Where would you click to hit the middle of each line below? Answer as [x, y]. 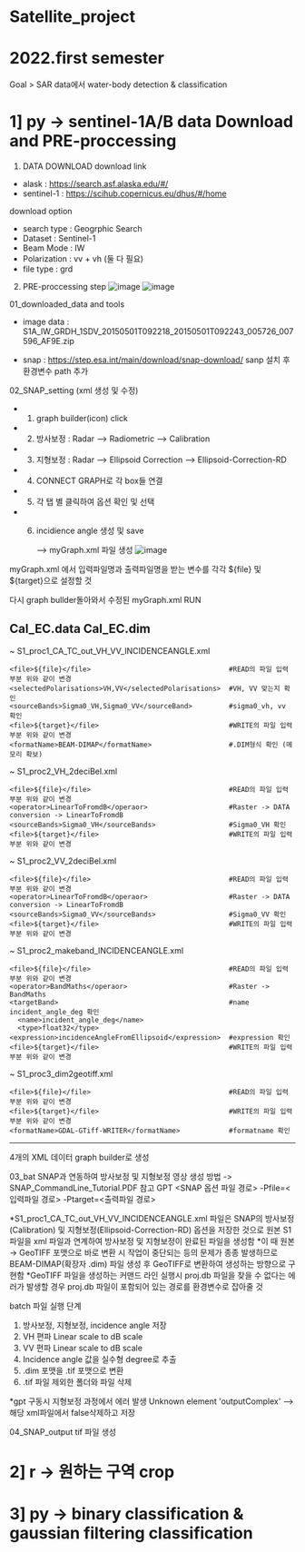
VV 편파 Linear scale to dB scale [83, 1348]
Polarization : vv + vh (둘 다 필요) [83, 259]
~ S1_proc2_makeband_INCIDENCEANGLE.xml [97, 950]
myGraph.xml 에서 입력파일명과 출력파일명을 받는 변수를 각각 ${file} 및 [135, 569]
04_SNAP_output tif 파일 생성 [63, 1431]
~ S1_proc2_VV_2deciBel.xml [63, 861]
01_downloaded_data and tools [67, 304]
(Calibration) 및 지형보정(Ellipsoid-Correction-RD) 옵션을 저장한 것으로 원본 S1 [151, 1230]
